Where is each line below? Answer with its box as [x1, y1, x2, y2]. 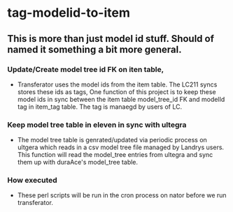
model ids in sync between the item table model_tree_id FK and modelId [17, 95, 225, 103]
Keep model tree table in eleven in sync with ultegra [7, 120, 187, 130]
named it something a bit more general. [7, 43, 182, 55]
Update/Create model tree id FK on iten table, [7, 64, 164, 74]
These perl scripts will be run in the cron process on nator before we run [17, 191, 227, 199]
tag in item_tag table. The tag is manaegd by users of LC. [17, 103, 183, 111]
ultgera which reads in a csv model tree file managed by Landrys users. [17, 143, 225, 151]
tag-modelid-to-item [7, 5, 131, 21]
